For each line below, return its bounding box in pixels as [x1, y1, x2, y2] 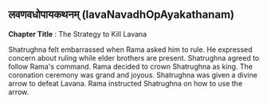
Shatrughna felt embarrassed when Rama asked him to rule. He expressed [8, 45, 253, 54]
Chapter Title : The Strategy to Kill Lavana [8, 29, 147, 38]
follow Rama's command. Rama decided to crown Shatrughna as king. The [8, 61, 253, 71]
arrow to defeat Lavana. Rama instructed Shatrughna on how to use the [8, 78, 243, 88]
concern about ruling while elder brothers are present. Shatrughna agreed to [8, 53, 260, 62]
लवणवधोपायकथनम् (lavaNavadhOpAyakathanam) [8, 8, 235, 22]
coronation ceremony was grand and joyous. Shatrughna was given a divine [8, 69, 257, 80]
